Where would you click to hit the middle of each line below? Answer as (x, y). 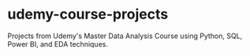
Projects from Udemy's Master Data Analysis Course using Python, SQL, (125, 36)
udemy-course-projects (88, 14)
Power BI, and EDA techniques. (58, 44)
